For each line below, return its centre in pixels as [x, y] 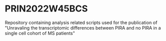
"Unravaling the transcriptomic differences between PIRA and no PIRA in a [83, 27]
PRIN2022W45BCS [46, 9]
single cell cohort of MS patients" [40, 33]
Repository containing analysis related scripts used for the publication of [81, 22]
